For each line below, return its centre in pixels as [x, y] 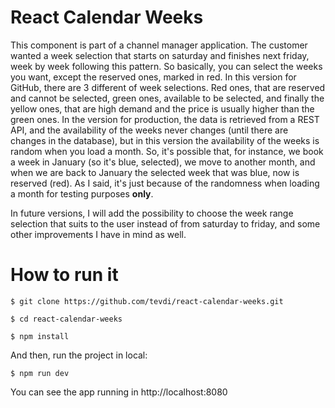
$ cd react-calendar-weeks [66, 319]
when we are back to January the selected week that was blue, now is [155, 172]
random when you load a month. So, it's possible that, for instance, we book [167, 151]
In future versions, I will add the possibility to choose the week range [152, 213]
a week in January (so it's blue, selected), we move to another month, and [163, 162]
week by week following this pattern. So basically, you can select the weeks [166, 66]
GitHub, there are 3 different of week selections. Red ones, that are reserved [168, 87]
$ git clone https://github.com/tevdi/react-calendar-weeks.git [147, 301]
